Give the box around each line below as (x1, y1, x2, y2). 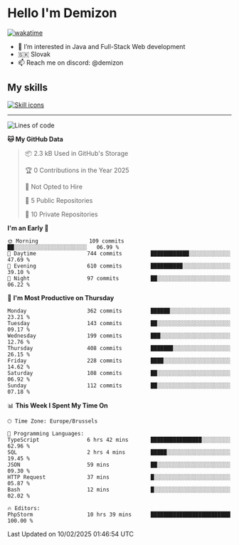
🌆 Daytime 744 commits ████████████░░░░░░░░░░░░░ (7, 250, 231, 257)
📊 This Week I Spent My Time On (7, 401, 108, 410)
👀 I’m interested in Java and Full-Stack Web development (17, 42, 186, 51)
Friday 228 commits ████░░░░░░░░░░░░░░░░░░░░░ (7, 357, 231, 364)
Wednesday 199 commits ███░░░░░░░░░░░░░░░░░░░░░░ (7, 332, 231, 339)
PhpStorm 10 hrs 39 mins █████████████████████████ (7, 511, 231, 518)
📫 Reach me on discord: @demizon (17, 58, 124, 67)
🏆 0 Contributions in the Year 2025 (24, 166, 129, 174)
